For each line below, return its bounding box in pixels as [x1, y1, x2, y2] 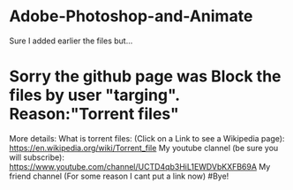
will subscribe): [9, 152, 64, 163]
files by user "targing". [9, 86, 180, 105]
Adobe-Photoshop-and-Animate [9, 6, 253, 27]
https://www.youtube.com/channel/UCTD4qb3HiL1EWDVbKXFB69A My [9, 161, 271, 171]
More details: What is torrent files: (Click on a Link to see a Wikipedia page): [9, 133, 285, 143]
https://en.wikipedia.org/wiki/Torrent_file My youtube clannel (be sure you [9, 142, 279, 153]
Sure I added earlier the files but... [9, 35, 133, 46]
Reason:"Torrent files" [9, 104, 179, 125]
